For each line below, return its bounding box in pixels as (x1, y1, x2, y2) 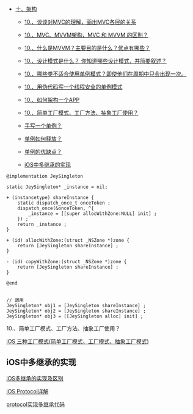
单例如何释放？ (24, 135, 62, 142)
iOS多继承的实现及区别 (6, 374, 64, 382)
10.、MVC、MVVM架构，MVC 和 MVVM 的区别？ (24, 31, 148, 38)
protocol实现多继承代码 (6, 401, 65, 408)
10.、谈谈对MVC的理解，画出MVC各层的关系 (24, 18, 136, 26)
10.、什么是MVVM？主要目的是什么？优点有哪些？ (24, 45, 151, 51)
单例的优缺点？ (24, 148, 62, 155)
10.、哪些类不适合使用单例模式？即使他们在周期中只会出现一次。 (24, 70, 187, 78)
